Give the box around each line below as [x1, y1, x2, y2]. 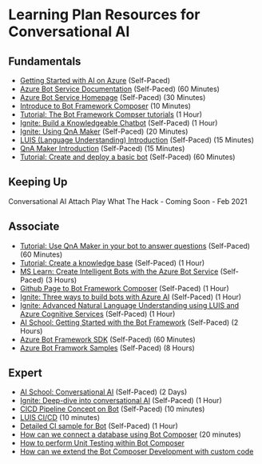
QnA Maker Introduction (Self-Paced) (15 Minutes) [19, 144, 185, 153]
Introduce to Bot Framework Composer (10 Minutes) [19, 102, 192, 110]
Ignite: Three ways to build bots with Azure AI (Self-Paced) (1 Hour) [19, 292, 242, 302]
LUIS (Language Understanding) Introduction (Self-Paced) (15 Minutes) [19, 135, 254, 145]
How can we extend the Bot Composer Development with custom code [19, 446, 254, 457]
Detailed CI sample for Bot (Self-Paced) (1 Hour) [19, 422, 178, 431]
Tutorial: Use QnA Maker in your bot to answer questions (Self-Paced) [19, 241, 250, 250]
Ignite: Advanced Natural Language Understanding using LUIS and [19, 300, 240, 310]
